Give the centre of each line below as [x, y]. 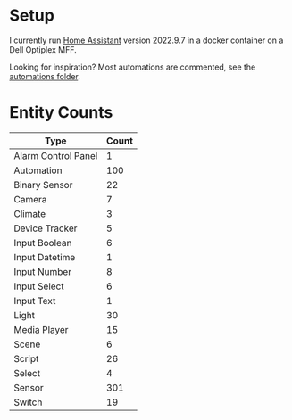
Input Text [35, 301]
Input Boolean [43, 243]
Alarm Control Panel [56, 155]
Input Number [43, 271]
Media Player [41, 329]
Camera [30, 199]
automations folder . [45, 76]
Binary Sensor [43, 185]
